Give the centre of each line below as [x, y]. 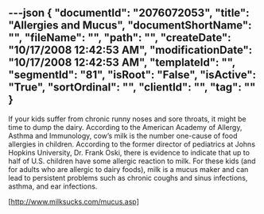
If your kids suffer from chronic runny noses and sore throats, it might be [127, 119]
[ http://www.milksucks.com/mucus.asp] [74, 201]
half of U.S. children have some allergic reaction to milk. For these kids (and [132, 161]
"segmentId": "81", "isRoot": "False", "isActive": [132, 75]
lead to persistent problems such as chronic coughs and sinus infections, [128, 178]
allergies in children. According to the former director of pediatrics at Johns [132, 144]
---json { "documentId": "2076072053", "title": [129, 13]
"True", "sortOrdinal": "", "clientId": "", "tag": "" [132, 88]
